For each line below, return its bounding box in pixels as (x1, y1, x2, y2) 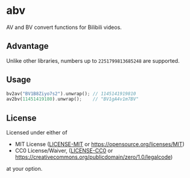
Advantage (6, 41, 49, 51)
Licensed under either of (6, 129, 68, 136)
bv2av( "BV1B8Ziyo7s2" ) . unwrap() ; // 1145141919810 (6, 91, 136, 97)
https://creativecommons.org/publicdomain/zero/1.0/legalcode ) (14, 153, 173, 161)
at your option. (6, 165, 43, 173)
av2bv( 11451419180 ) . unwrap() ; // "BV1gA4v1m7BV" (6, 96, 139, 103)
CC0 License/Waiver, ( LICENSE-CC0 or (14, 147, 113, 154)
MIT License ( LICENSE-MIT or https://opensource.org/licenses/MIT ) (14, 141, 185, 148)
